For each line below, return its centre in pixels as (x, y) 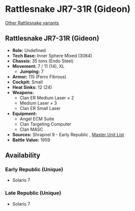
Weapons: (23, 92)
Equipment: (24, 113)
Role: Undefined (29, 50)
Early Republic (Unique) (34, 169)
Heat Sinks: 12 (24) (32, 87)
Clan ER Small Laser (40, 108)
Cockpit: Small (27, 82)
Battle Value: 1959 (31, 140)
